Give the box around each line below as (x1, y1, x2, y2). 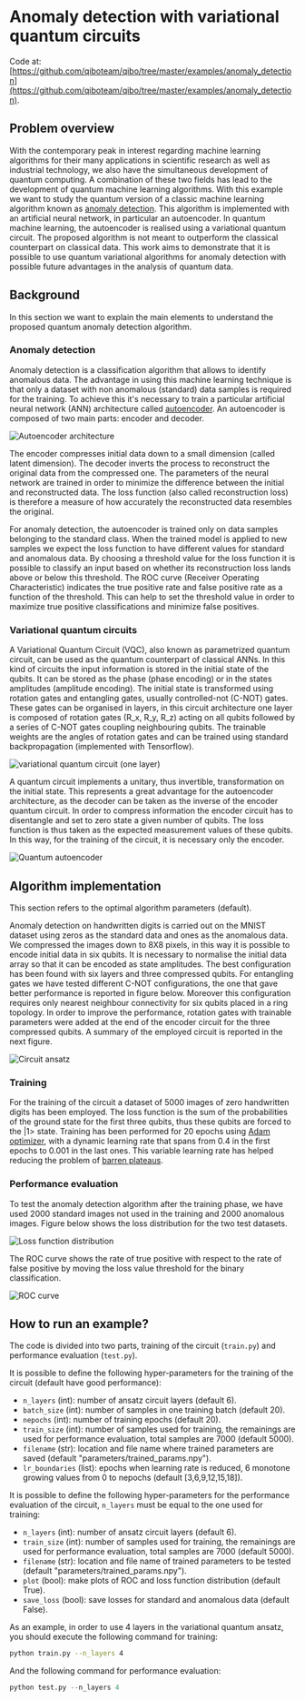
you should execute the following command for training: (9, 1631, 218, 1643)
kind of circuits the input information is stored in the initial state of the (9, 664, 270, 675)
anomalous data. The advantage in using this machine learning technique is (9, 374, 292, 385)
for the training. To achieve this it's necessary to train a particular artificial (9, 393, 286, 404)
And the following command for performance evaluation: (9, 1666, 221, 1676)
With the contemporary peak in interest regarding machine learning (9, 145, 261, 156)
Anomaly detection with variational (9, 6, 280, 27)
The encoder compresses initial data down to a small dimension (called (9, 448, 275, 458)
